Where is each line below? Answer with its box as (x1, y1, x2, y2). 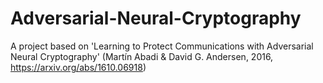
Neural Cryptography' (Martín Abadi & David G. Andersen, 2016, (10, 50, 274, 62)
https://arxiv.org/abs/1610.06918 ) (10, 61, 147, 73)
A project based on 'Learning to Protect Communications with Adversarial (10, 40, 314, 52)
